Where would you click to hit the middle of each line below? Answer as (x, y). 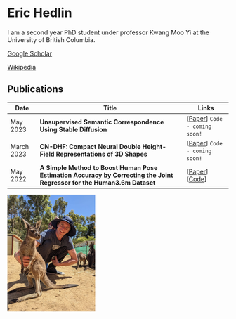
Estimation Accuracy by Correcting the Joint (106, 175)
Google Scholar (30, 53)
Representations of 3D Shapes (101, 154)
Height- (154, 147)
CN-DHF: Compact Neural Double (90, 147)
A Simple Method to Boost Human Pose (99, 168)
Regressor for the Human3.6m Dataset (98, 183)
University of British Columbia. (52, 39)
